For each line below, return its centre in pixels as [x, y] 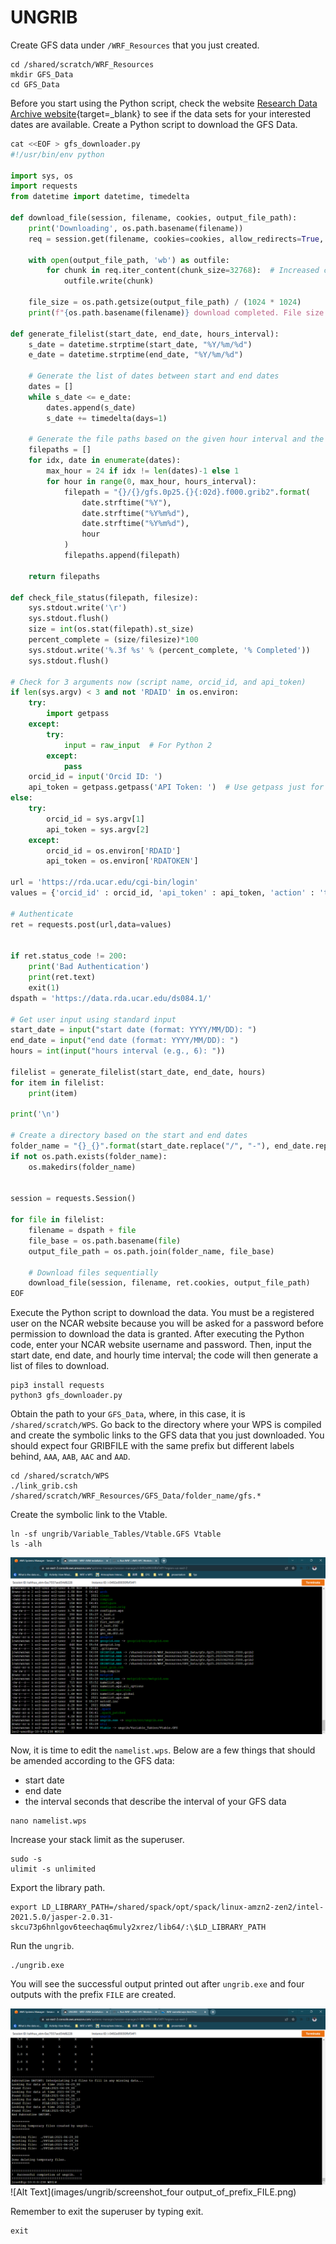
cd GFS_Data [35, 84]
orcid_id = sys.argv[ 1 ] [95, 819]
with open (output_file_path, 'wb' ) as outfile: [129, 260]
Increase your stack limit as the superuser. [97, 1839]
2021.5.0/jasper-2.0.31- [62, 1917]
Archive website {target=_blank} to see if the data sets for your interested [161, 113]
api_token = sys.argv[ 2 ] [98, 829]
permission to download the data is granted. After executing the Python [157, 1334]
